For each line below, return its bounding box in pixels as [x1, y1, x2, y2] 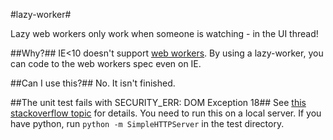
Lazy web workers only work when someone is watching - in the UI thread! [10, 28, 319, 39]
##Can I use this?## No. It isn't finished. [10, 77, 176, 89]
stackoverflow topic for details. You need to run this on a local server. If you [10, 107, 322, 119]
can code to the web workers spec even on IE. [10, 58, 202, 69]
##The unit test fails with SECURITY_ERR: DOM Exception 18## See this [10, 97, 307, 108]
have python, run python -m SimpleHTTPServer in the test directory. [10, 118, 285, 129]
